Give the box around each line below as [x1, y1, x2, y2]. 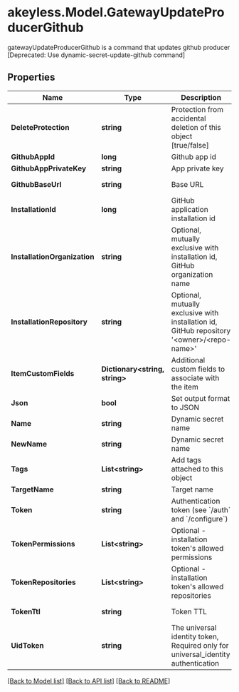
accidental [171, 113, 206, 123]
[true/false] [171, 140, 210, 150]
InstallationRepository [11, 317, 87, 327]
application [171, 204, 208, 214]
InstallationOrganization [11, 251, 95, 261]
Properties [7, 71, 55, 83]
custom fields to [171, 364, 225, 374]
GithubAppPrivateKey [11, 163, 87, 173]
